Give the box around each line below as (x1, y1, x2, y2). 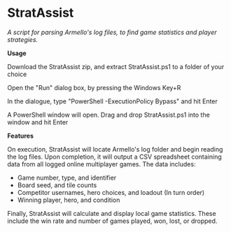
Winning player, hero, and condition (17, 196, 120, 204)
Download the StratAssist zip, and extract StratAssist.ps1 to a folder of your (7, 62, 225, 71)
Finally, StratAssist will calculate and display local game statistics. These (7, 209, 216, 217)
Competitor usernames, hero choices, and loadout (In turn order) (17, 188, 205, 196)
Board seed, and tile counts (17, 180, 97, 189)
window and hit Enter (7, 117, 69, 126)
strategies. (7, 35, 38, 43)
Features (7, 131, 34, 140)
